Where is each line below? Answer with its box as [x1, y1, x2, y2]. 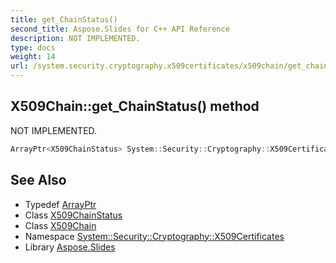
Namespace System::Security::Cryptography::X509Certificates [24, 230, 285, 242]
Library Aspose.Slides [24, 241, 116, 253]
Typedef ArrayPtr [24, 198, 97, 210]
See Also [10, 172, 67, 189]
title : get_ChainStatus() [10, 14, 118, 25]
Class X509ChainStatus [24, 209, 123, 221]
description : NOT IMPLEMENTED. [10, 33, 141, 43]
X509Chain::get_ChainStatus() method [10, 98, 260, 115]
